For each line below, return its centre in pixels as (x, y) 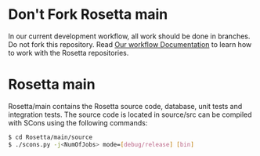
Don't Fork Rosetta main (88, 15)
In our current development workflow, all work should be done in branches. (129, 36)
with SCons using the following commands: (78, 122)
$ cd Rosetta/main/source (50, 137)
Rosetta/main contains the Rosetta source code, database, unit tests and (125, 106)
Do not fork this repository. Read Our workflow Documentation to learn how (130, 44)
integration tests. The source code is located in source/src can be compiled (130, 114)
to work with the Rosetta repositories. (69, 53)
